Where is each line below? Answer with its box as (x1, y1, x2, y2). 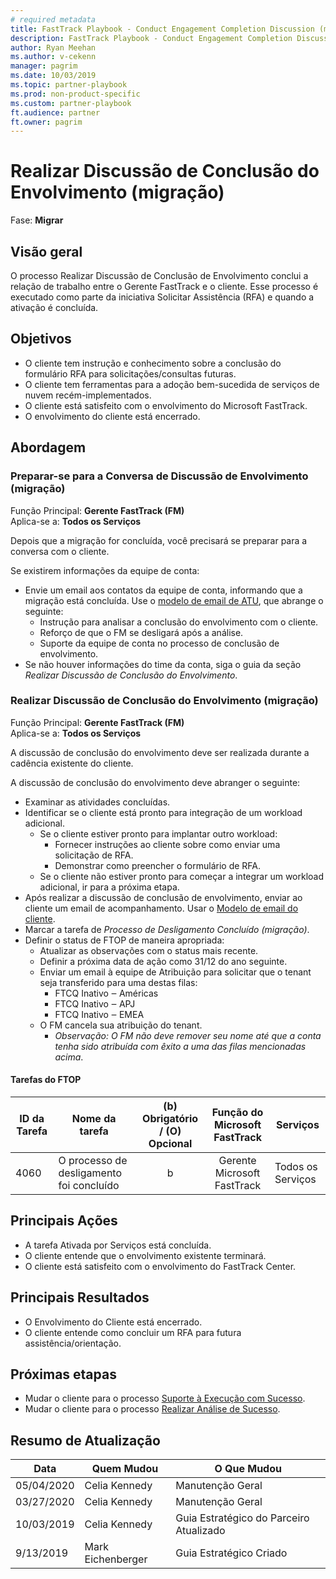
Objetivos (10, 331, 72, 348)
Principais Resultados (10, 1289, 150, 1306)
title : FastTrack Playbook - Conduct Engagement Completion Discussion (10, 24, 315, 34)
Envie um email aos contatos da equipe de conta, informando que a (24, 584, 303, 596)
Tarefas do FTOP (10, 1074, 82, 1086)
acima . (54, 1051, 84, 1063)
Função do (211, 1106, 264, 1119)
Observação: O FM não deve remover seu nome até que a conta (54, 1029, 322, 1041)
